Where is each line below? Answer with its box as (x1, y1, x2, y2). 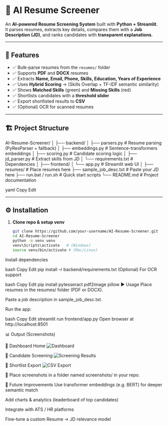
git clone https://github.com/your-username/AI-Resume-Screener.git (12, 229, 158, 234)
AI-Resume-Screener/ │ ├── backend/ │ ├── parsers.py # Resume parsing (5, 140, 162, 146)
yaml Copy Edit (5, 186, 36, 192)
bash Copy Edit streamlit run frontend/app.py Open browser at (5, 316, 134, 322)
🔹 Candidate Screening (5, 352, 53, 358)
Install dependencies (5, 257, 48, 263)
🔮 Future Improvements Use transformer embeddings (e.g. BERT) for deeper (5, 381, 162, 387)
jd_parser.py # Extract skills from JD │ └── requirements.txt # (5, 155, 133, 162)
